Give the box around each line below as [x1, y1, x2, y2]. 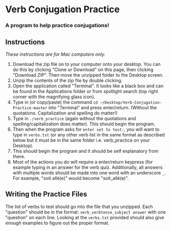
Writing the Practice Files [5, 190, 88, 199]
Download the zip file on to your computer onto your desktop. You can [12, 61, 161, 67]
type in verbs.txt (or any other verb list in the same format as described [12, 131, 165, 137]
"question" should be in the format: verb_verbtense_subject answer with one [5, 209, 166, 215]
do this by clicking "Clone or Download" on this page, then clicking [12, 66, 154, 73]
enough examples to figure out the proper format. [5, 220, 110, 226]
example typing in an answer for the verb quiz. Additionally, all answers [12, 164, 163, 170]
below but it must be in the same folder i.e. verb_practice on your [12, 137, 150, 143]
